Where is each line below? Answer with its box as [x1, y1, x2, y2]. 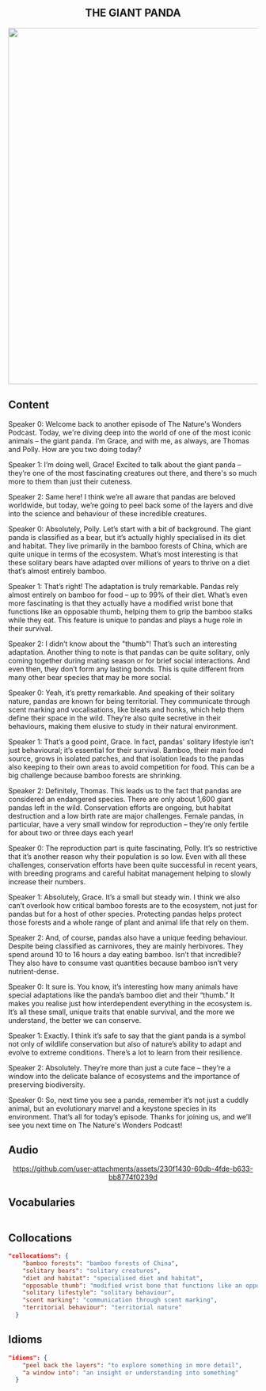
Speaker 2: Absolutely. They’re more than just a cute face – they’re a [8, 1062, 231, 1072]
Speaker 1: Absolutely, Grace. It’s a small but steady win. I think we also [8, 892, 241, 902]
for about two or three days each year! [8, 827, 134, 838]
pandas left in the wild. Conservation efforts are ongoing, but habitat [8, 803, 231, 812]
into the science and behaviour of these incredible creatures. [8, 508, 207, 518]
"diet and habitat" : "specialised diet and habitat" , [22, 1274, 203, 1282]
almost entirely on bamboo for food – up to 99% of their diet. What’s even [8, 590, 248, 599]
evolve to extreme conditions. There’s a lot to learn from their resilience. [8, 1047, 243, 1057]
